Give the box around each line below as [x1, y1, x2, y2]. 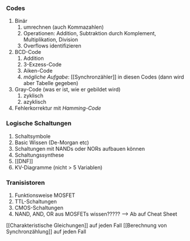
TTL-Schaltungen [14, 198, 57, 205]
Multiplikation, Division [23, 36, 78, 43]
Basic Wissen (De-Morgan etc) [14, 139, 89, 146]
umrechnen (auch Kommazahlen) [23, 23, 104, 30]
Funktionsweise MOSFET [14, 192, 76, 199]
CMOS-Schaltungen [14, 204, 63, 211]
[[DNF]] [14, 157, 33, 165]
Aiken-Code [23, 67, 53, 74]
